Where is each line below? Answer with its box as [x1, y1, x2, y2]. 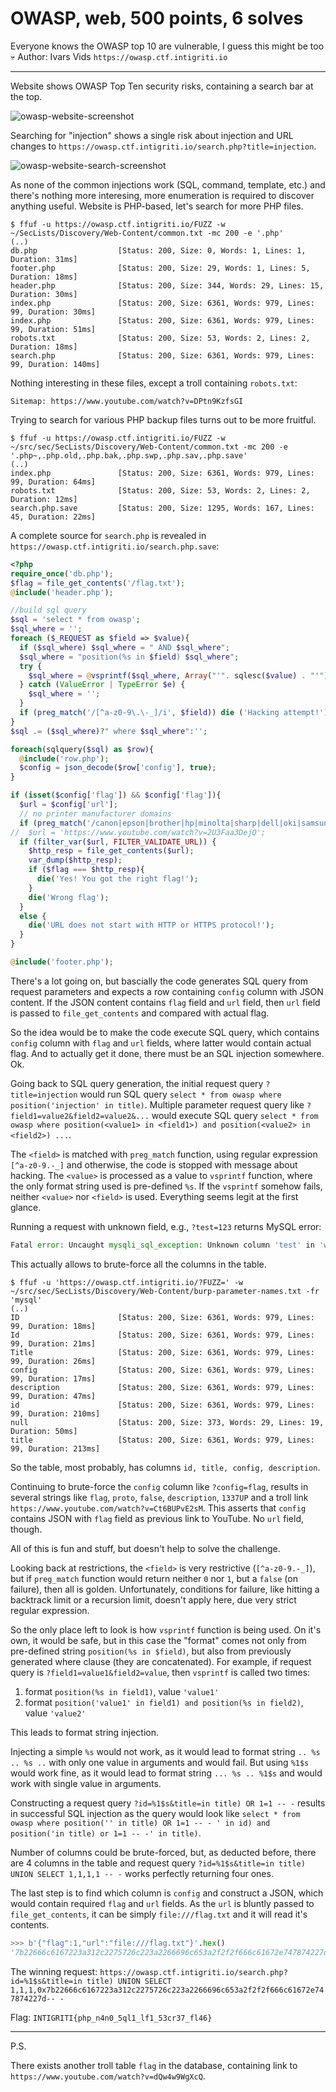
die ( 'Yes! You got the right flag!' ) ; [36, 874, 199, 884]
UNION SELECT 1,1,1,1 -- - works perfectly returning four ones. [10, 1867, 274, 1879]
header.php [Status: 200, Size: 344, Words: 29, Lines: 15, [10, 280, 325, 291]
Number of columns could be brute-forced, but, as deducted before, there [10, 1846, 317, 1858]
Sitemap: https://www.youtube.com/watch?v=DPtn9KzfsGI [10, 396, 244, 406]
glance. [10, 1201, 42, 1213]
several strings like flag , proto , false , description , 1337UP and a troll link [10, 1491, 309, 1503]
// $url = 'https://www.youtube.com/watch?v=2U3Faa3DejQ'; [10, 827, 267, 837]
